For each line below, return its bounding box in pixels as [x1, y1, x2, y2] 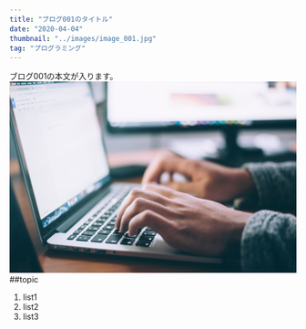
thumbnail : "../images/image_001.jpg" [9, 34, 157, 43]
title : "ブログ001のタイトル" [9, 15, 114, 24]
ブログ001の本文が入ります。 [9, 71, 118, 82]
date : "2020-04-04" [9, 24, 84, 34]
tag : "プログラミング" [9, 44, 87, 53]
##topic [9, 273, 39, 284]
